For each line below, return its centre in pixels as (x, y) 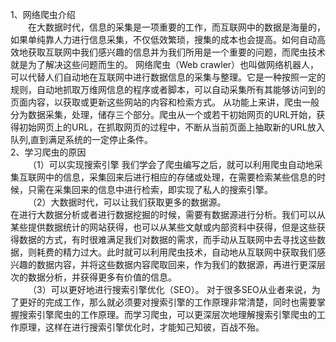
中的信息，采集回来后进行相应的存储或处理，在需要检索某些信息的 (180, 177)
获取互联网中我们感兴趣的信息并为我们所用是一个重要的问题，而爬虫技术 (176, 52)
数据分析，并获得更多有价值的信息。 (102, 277)
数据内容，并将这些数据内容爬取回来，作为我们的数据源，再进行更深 (176, 264)
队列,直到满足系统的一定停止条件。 (82, 139)
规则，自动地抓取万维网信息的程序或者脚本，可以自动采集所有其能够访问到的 (168, 89)
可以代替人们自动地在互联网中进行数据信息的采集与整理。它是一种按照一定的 (168, 77)
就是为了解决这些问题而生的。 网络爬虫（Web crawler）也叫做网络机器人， (165, 64)
